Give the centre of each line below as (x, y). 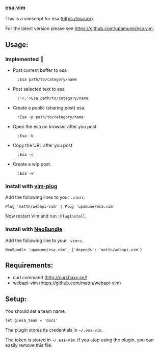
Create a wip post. (32, 164)
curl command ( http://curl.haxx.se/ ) (50, 278)
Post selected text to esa (39, 89)
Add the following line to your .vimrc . (44, 240)
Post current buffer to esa (40, 70)
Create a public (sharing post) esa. (49, 107)
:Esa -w (26, 173)
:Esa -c (26, 154)
